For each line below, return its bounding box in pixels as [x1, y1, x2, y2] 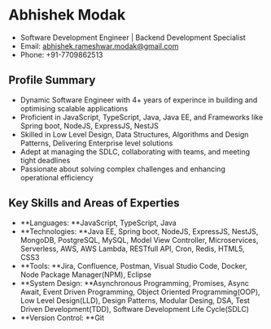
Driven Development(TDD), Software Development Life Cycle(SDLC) [20, 304, 250, 314]
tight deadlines [20, 155, 71, 165]
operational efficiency [20, 172, 94, 182]
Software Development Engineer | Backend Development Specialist [20, 32, 246, 42]
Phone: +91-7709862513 [20, 50, 103, 59]
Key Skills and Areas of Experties [8, 197, 181, 210]
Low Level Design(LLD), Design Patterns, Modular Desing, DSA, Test [20, 295, 251, 305]
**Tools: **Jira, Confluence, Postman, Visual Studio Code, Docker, [20, 261, 248, 271]
